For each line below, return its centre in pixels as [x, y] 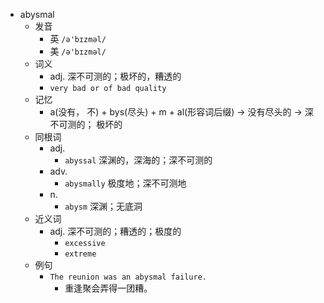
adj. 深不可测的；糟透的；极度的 [115, 231]
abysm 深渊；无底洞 [103, 206]
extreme [80, 254]
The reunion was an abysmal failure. [128, 277]
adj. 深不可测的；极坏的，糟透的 [115, 76]
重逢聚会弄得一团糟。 [108, 288]
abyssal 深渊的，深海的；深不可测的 [138, 160]
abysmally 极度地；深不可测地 [125, 183]
